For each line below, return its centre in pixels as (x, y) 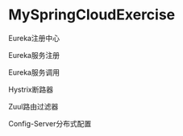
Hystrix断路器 (31, 89)
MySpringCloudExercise (92, 15)
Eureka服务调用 (34, 72)
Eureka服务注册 (34, 55)
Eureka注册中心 (34, 38)
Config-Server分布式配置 (50, 123)
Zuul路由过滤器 (33, 106)
